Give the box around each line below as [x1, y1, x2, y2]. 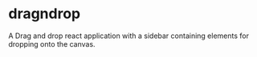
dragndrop [8, 5, 81, 23]
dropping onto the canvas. [8, 39, 96, 48]
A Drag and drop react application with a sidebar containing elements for [8, 31, 249, 40]
